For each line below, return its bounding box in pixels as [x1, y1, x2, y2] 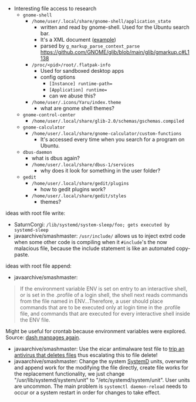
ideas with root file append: [5, 262, 72, 269]
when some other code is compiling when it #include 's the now [13, 239, 168, 245]
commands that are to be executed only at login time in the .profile [19, 304, 181, 310]
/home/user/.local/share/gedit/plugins [31, 181, 130, 187]
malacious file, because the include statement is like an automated [13, 245, 175, 252]
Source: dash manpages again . [5, 334, 80, 341]
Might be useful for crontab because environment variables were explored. [5, 328, 187, 335]
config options [40, 73, 76, 80]
